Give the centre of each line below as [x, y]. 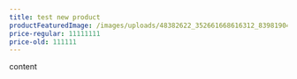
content [23, 67]
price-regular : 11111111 [55, 33]
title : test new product [55, 17]
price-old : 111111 [43, 42]
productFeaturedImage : [51, 25]
